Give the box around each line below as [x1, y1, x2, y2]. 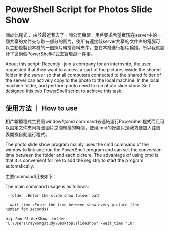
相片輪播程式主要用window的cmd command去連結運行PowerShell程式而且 [5, 118, 160, 124]
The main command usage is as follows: [5, 183, 89, 189]
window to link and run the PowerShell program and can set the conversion [5, 146, 162, 153]
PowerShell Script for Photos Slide [5, 4, 153, 15]
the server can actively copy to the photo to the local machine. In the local [5, 77, 160, 83]
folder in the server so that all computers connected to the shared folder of [5, 72, 161, 78]
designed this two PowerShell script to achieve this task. [5, 88, 123, 94]
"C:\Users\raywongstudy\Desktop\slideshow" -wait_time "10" [5, 221, 135, 226]
